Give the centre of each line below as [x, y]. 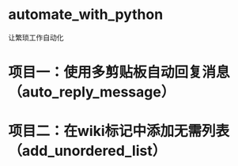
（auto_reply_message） [92, 92]
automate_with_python [86, 15]
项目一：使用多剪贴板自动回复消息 [119, 72]
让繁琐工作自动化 [36, 37]
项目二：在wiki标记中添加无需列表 [119, 131]
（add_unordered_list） [87, 151]
